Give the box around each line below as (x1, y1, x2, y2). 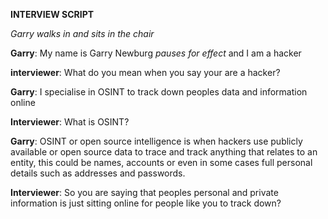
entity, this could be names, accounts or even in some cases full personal (10, 157, 313, 168)
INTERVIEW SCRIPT (10, 9, 95, 20)
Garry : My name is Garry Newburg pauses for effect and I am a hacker (10, 47, 302, 59)
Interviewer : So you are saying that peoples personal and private (10, 187, 279, 198)
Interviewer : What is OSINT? (10, 116, 130, 128)
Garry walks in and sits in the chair (10, 28, 155, 39)
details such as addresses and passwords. (10, 167, 186, 179)
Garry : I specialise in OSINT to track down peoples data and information (10, 86, 308, 98)
